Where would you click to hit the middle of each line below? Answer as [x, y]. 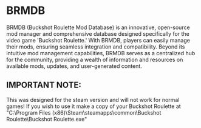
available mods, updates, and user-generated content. [74, 66]
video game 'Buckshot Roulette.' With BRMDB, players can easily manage [98, 40]
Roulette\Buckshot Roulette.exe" [47, 119]
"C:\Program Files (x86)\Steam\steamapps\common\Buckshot [84, 112]
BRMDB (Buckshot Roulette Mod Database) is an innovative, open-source [98, 27]
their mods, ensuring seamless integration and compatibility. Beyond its [96, 47]
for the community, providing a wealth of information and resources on [95, 59]
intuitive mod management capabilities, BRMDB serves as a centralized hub [101, 53]
